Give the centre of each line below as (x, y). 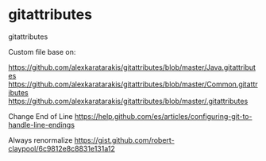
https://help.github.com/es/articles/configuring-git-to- (163, 116)
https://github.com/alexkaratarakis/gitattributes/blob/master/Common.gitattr (133, 84)
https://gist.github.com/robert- (124, 140)
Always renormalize (40, 140)
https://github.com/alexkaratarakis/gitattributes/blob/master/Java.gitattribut (132, 67)
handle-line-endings (42, 125)
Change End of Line (40, 116)
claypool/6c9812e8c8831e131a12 (62, 148)
